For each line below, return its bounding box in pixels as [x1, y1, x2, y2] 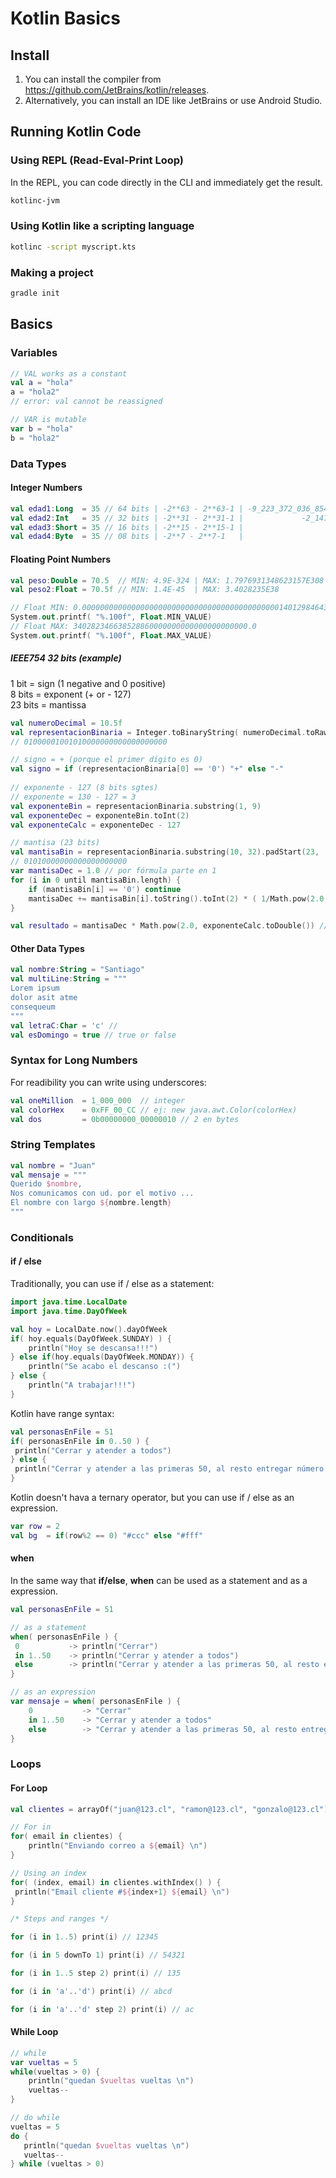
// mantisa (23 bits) [10, 838, 101, 848]
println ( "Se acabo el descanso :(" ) [28, 1362, 182, 1372]
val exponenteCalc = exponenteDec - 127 [10, 820, 182, 830]
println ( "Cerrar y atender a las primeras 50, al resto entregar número [14, 1464, 325, 1474]
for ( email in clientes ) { [10, 1832, 123, 1842]
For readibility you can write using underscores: [10, 1076, 207, 1088]
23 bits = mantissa [10, 698, 87, 711]
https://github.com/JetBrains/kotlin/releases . [24, 84, 210, 96]
